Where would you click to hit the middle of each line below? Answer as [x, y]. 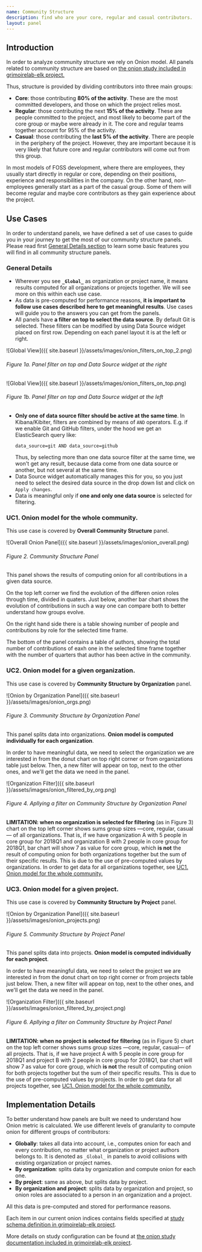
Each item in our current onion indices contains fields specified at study [95, 1218]
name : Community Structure [40, 12]
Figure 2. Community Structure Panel [52, 556]
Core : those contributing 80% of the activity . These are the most [96, 98]
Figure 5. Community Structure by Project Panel [65, 934]
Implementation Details [51, 1104]
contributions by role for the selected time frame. [67, 631]
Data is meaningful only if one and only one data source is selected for [103, 495]
